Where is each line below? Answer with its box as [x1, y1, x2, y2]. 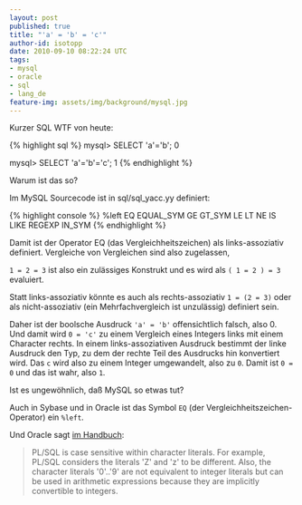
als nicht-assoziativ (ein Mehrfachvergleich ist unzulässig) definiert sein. [9, 301, 279, 313]
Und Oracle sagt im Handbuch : [9, 430, 125, 441]
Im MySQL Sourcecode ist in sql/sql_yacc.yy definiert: [9, 192, 211, 204]
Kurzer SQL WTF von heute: [9, 122, 114, 133]
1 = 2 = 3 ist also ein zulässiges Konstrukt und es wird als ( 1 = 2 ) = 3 [9, 265, 281, 276]
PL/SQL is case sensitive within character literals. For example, [31, 447, 266, 458]
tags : [9, 55, 30, 64]
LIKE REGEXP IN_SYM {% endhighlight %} [9, 219, 166, 231]
